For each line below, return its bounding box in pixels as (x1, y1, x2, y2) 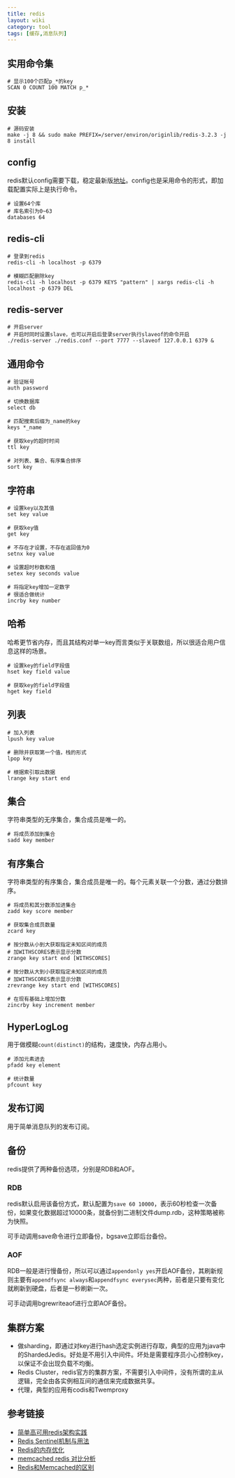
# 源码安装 (7, 125, 35, 132)
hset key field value (7, 668, 71, 675)
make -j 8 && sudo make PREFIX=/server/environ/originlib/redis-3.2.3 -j (7, 131, 227, 138)
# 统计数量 (7, 1075, 35, 1082)
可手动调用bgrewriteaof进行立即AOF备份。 (7, 1299, 131, 1307)
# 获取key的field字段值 (7, 681, 70, 688)
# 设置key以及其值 (7, 505, 55, 512)
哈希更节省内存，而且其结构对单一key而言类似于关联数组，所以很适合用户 (7, 638, 220, 646)
